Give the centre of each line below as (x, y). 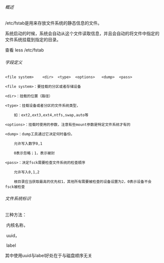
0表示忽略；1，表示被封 (34, 153)
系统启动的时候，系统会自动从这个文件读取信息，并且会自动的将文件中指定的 (82, 33)
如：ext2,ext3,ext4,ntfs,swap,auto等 (51, 115)
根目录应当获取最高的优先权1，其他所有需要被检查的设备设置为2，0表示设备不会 (83, 182)
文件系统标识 (18, 198)
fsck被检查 (15, 187)
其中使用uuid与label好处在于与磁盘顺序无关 (48, 255)
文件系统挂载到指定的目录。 (33, 40)
